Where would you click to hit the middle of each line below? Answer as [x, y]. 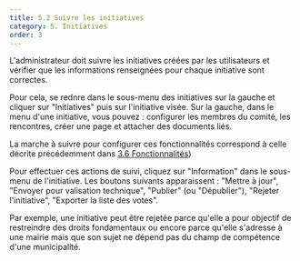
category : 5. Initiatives [58, 26]
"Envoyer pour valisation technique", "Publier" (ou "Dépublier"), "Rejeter [145, 191]
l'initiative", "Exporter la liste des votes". [84, 200]
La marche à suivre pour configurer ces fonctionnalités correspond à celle [148, 144]
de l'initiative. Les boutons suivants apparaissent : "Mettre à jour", [155, 181]
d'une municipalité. [45, 247]
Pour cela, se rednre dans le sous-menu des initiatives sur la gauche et [142, 97]
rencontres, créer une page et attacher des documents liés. [121, 126]
